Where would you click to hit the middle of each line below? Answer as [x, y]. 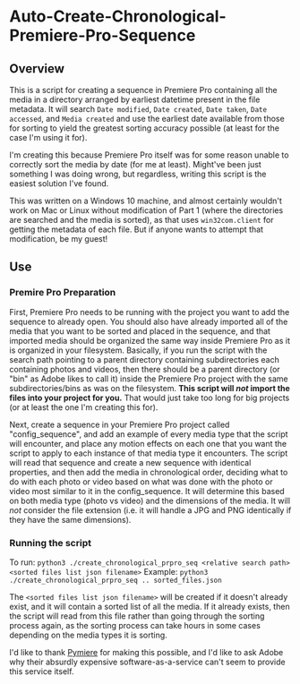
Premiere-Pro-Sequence [103, 35]
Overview [37, 68]
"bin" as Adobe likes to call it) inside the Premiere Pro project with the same [149, 379]
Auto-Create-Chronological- [118, 17]
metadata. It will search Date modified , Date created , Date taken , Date [138, 109]
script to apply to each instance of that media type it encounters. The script [149, 453]
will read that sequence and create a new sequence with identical [130, 462]
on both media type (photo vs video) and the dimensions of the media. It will [150, 500]
